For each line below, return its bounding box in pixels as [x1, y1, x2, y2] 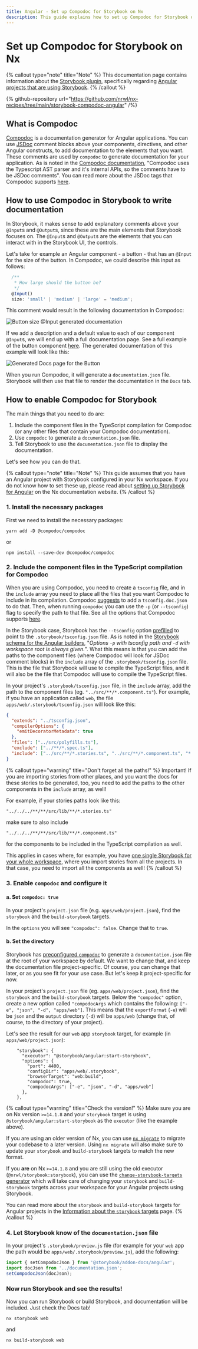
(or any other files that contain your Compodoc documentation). [14, 428, 170, 435]
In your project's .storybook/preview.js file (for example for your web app [6, 1242, 184, 1249]
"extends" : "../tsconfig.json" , [11, 717, 91, 724]
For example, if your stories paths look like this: [6, 797, 121, 804]
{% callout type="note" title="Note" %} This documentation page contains [6, 71, 187, 78]
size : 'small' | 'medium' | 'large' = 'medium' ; [11, 296, 133, 302]
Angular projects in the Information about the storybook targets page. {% [6, 1208, 183, 1215]
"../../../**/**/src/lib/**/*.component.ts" [6, 830, 117, 836]
